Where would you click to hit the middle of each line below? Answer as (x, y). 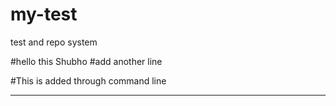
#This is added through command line (88, 80)
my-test (44, 14)
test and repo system (54, 42)
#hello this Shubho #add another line (86, 61)
